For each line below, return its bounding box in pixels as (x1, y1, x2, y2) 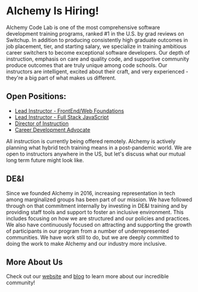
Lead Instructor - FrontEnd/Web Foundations (14, 107, 124, 114)
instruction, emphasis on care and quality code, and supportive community (6, 55, 190, 62)
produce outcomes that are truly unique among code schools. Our (6, 61, 168, 69)
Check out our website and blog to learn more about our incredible (6, 273, 169, 280)
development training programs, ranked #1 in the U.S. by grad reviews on (6, 30, 185, 37)
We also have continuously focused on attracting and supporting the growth (6, 221, 192, 228)
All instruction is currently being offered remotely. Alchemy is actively (6, 138, 176, 145)
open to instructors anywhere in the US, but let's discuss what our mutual (6, 150, 186, 157)
